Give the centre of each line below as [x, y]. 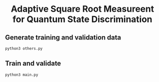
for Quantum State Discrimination [82, 19]
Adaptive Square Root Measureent [82, 9]
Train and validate [33, 64]
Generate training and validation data [63, 37]
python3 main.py [22, 75]
